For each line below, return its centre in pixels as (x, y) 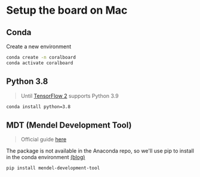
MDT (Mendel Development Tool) (69, 125)
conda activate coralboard (40, 63)
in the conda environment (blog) (46, 157)
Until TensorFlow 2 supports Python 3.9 (70, 96)
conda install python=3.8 (38, 107)
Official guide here (44, 140)
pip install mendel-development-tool (53, 168)
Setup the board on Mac (67, 10)
